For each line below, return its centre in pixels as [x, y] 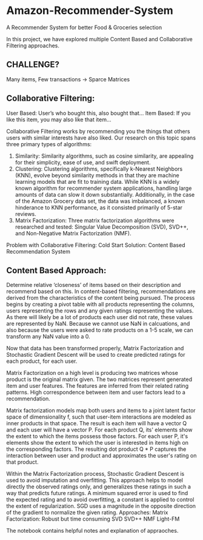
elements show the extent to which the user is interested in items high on [98, 443]
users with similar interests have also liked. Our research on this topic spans [101, 138]
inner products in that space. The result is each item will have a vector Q [97, 424]
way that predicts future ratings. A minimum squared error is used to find [97, 493]
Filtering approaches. [33, 46]
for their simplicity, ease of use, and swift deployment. [83, 162]
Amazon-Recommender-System [90, 11]
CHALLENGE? [33, 65]
